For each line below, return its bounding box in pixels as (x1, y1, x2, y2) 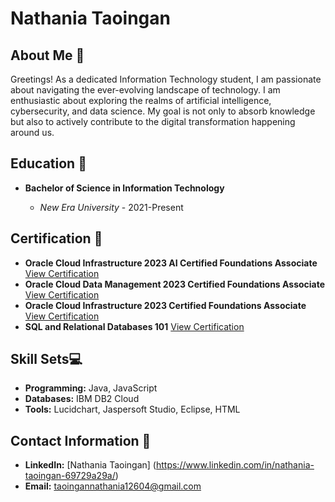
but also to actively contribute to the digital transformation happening (10, 116, 296, 127)
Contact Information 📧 (10, 432, 152, 449)
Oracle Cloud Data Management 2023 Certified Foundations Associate (24, 278, 326, 290)
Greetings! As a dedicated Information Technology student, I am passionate (10, 73, 322, 85)
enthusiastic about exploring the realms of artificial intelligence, (10, 95, 272, 106)
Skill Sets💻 (10, 351, 83, 368)
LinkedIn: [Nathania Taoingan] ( (24, 459, 157, 471)
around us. (10, 127, 55, 138)
